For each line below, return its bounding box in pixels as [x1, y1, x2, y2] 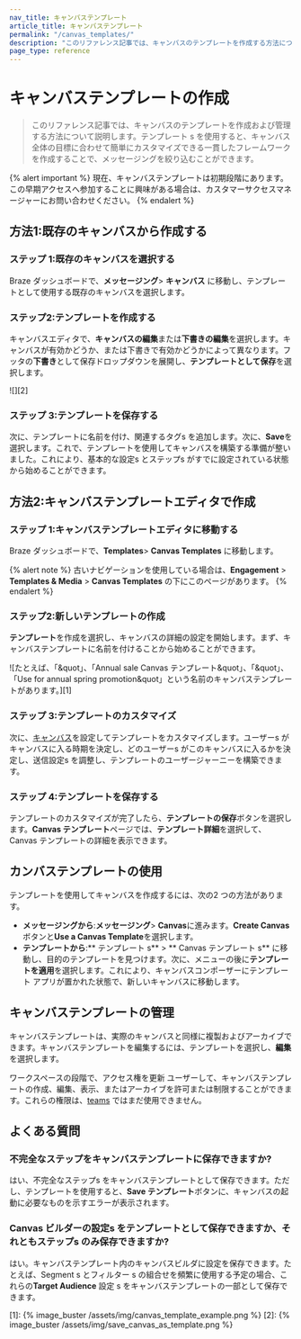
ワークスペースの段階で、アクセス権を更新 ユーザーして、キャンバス [9, 1072, 261, 1083]
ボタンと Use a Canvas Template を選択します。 [22, 930, 199, 941]
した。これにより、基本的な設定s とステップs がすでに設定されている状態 [16, 454, 289, 464]
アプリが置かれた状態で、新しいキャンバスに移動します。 [32, 975, 244, 986]
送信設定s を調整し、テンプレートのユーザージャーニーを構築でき [32, 754, 275, 765]
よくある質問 [9, 1123, 81, 1138]
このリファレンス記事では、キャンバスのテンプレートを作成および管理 [31, 120, 292, 130]
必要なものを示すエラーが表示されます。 [24, 1198, 174, 1209]
